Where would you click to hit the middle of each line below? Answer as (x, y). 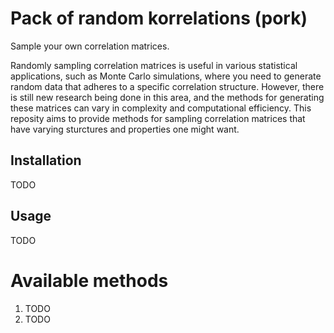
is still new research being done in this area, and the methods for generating (167, 97)
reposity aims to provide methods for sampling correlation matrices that (158, 118)
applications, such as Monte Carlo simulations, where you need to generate (166, 76)
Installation (46, 160)
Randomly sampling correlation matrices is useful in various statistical (154, 65)
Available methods (89, 280)
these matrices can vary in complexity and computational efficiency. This (161, 108)
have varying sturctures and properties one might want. (125, 129)
